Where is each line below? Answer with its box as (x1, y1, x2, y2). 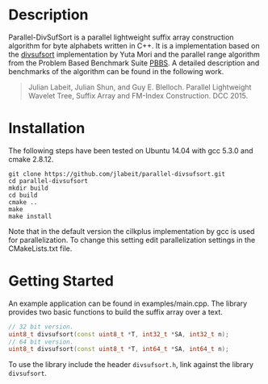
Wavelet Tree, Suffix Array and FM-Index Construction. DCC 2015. (27, 90, 249, 100)
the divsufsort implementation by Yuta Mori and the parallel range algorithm (8, 49, 261, 59)
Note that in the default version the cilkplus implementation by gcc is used (8, 226, 255, 236)
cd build (8, 191, 38, 199)
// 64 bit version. (8, 337, 74, 346)
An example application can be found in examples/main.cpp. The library (8, 298, 248, 308)
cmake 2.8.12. (8, 154, 54, 164)
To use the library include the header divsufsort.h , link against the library (8, 360, 254, 369)
